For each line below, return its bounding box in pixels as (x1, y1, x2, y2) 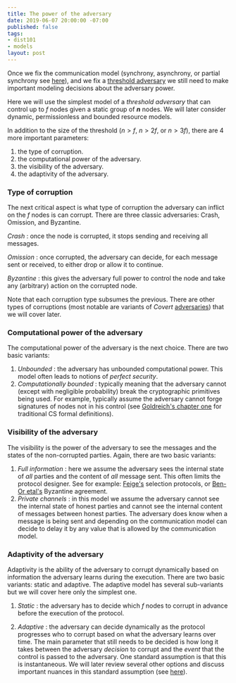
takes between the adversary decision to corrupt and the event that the (17, 645, 225, 653)
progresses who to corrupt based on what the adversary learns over (17, 630, 216, 639)
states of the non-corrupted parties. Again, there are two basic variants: (7, 451, 216, 459)
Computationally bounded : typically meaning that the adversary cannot (17, 380, 227, 388)
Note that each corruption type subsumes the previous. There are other (7, 295, 215, 303)
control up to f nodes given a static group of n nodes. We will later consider (7, 105, 227, 113)
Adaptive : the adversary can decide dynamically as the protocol (17, 622, 206, 631)
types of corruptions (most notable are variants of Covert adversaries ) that (7, 303, 224, 311)
